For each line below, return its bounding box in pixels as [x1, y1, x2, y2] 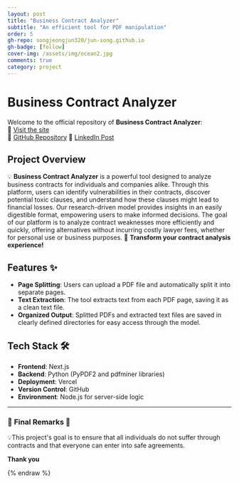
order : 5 [7, 30, 33, 38]
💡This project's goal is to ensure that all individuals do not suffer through [7, 433, 221, 442]
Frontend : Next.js [17, 363, 70, 370]
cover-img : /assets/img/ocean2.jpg [7, 51, 113, 58]
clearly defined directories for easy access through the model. [17, 318, 201, 327]
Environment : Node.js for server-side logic [17, 393, 144, 401]
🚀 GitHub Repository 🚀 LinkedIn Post [7, 133, 115, 141]
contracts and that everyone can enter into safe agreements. [7, 441, 185, 450]
